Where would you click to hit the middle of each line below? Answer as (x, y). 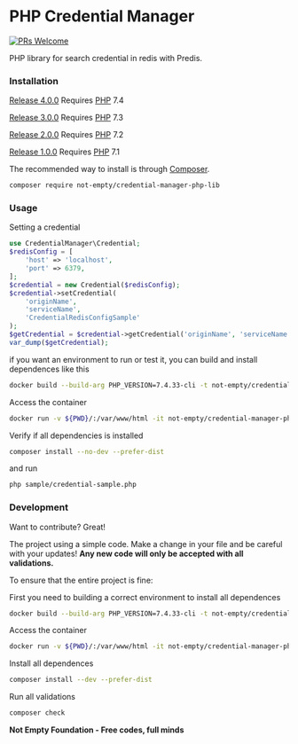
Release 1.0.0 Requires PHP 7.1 (64, 152)
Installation (34, 81)
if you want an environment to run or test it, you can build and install (133, 359)
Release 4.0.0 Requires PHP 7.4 (67, 100)
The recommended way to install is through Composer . (110, 169)
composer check (37, 713)
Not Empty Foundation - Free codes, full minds (97, 730)
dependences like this (50, 369)
